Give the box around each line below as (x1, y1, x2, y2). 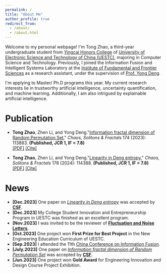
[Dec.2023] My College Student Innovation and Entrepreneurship (12, 209, 147, 216)
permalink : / (5, 7, 32, 12)
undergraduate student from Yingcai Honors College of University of (5, 49, 145, 55)
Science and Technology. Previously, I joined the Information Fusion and (5, 60, 153, 65)
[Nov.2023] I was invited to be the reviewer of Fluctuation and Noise (12, 220, 155, 226)
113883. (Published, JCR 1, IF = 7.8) (12, 140, 85, 146)
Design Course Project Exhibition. (12, 262, 81, 268)
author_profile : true (5, 16, 50, 21)
